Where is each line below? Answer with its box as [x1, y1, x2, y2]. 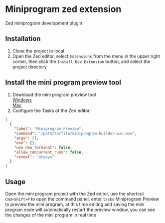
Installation [5, 34, 41, 43]
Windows [12, 96, 32, 103]
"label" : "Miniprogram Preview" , [14, 126, 84, 131]
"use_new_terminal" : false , [14, 145, 72, 150]
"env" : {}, [14, 140, 37, 145]
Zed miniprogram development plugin [5, 20, 82, 26]
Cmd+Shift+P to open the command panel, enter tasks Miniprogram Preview [5, 196, 160, 202]
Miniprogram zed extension [5, 3, 122, 15]
